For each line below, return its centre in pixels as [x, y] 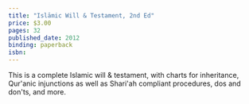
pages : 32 [25, 30]
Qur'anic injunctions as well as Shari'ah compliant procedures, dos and [124, 83]
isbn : [17, 52]
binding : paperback [41, 45]
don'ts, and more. [37, 92]
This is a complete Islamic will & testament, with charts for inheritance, [124, 75]
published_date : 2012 [44, 38]
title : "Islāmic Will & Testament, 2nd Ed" [82, 15]
